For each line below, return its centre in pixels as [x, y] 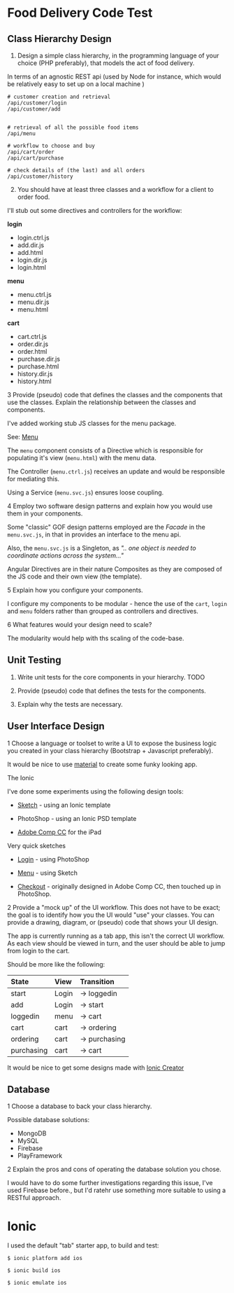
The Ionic [21, 777]
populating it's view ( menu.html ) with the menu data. [82, 458]
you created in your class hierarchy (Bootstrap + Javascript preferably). [110, 750]
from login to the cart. [38, 950]
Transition [97, 981]
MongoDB [32, 1133]
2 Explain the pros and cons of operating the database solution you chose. [114, 1169]
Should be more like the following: [56, 964]
